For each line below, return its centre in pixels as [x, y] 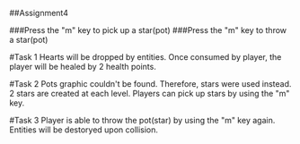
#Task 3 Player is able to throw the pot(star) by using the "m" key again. [142, 120]
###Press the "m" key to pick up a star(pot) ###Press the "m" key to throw [148, 30]
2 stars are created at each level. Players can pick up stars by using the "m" [150, 93]
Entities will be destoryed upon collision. [84, 130]
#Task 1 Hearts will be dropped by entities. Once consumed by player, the [146, 57]
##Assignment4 [39, 13]
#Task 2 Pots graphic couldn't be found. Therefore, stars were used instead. [150, 84]
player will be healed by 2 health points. [83, 67]
